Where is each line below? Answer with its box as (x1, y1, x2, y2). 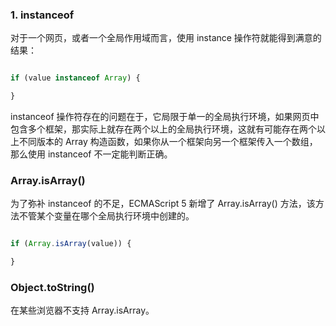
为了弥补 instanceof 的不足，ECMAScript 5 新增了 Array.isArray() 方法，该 (10, 198, 316, 210)
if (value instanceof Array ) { (10, 73, 141, 83)
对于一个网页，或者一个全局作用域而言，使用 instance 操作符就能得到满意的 (10, 32, 322, 44)
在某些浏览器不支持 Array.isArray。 (10, 304, 155, 317)
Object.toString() (10, 281, 95, 295)
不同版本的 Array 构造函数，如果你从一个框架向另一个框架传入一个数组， (18, 136, 318, 148)
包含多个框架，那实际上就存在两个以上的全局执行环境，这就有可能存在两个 (10, 123, 317, 135)
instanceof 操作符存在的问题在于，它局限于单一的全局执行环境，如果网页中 (10, 111, 320, 123)
